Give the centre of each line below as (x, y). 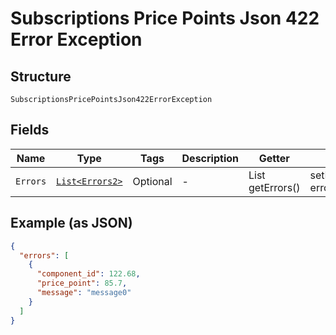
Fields (30, 130)
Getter (274, 158)
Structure (41, 76)
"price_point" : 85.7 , (82, 283)
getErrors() (274, 187)
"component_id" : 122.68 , (88, 274)
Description (210, 158)
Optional (152, 181)
